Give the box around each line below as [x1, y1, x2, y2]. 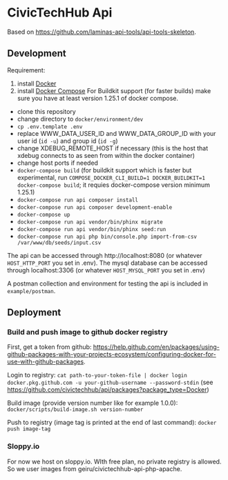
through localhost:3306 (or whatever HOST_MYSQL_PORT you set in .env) [7, 266, 205, 274]
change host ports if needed [17, 159, 99, 167]
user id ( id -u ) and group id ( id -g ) [17, 137, 119, 145]
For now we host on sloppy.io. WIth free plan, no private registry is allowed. [7, 457, 222, 466]
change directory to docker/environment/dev [17, 114, 144, 123]
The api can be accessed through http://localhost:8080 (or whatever [7, 251, 202, 259]
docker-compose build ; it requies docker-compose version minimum [17, 181, 211, 189]
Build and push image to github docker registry [7, 328, 168, 337]
